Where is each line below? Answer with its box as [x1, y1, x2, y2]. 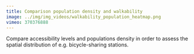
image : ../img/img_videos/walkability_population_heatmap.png [6, 14, 161, 20]
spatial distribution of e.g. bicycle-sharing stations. [6, 41, 129, 48]
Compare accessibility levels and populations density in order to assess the [6, 35, 189, 42]
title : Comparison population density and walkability [6, 8, 143, 15]
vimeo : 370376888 [6, 19, 49, 25]
